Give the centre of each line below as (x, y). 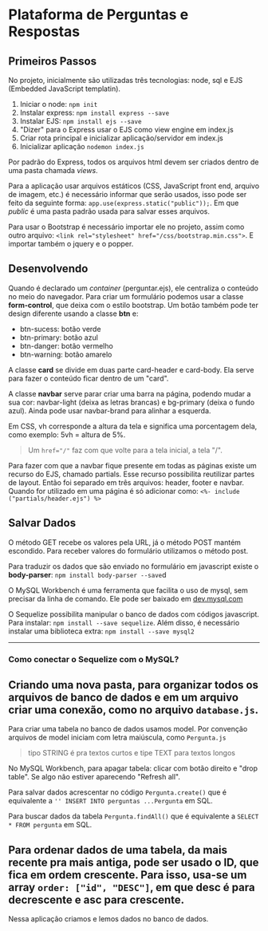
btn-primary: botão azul (59, 337)
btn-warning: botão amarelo (66, 354)
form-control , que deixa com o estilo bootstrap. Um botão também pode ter (134, 305)
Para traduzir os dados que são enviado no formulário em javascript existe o (134, 566)
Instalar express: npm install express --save (95, 112)
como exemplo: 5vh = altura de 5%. (67, 434)
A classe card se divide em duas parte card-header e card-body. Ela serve (131, 369)
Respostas (44, 32)
